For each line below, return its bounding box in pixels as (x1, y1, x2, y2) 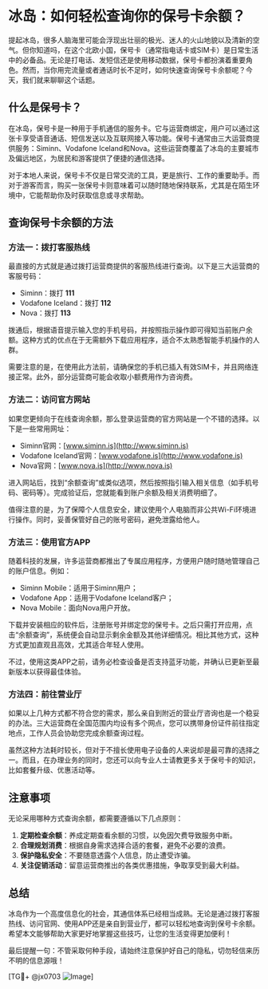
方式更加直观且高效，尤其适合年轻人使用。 (8, 640, 148, 650)
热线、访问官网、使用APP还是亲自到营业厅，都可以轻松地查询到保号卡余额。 (8, 919, 260, 928)
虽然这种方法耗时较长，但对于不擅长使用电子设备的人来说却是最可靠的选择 (8, 746, 253, 755)
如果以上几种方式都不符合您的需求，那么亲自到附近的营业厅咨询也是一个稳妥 (8, 708, 260, 718)
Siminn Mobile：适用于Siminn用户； (19, 584, 138, 593)
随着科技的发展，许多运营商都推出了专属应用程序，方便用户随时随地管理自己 (8, 556, 260, 566)
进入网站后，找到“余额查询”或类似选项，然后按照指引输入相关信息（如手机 (8, 477, 253, 487)
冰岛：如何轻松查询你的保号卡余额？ (8, 7, 246, 26)
